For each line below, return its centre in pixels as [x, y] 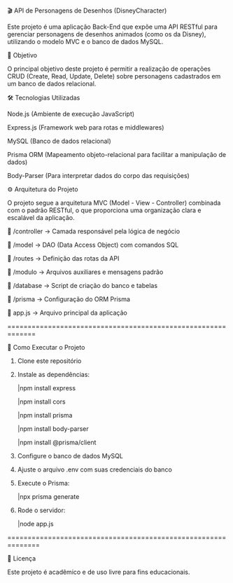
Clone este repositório [49, 361]
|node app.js [35, 524]
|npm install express [46, 388]
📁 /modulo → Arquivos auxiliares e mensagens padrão [85, 272]
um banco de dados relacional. [52, 84]
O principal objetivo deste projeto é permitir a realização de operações [109, 69]
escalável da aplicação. [41, 218]
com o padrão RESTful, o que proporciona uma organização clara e [104, 210]
